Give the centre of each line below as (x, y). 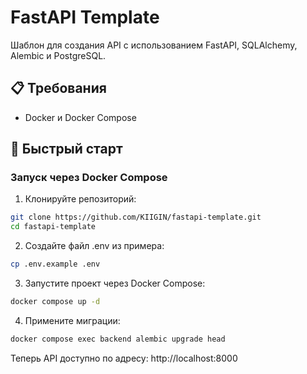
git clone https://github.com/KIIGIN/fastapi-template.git (136, 217)
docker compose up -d (55, 302)
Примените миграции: (72, 320)
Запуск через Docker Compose (89, 178)
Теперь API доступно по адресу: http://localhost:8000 (124, 358)
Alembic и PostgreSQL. (58, 55)
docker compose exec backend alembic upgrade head (118, 339)
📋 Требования (58, 88)
